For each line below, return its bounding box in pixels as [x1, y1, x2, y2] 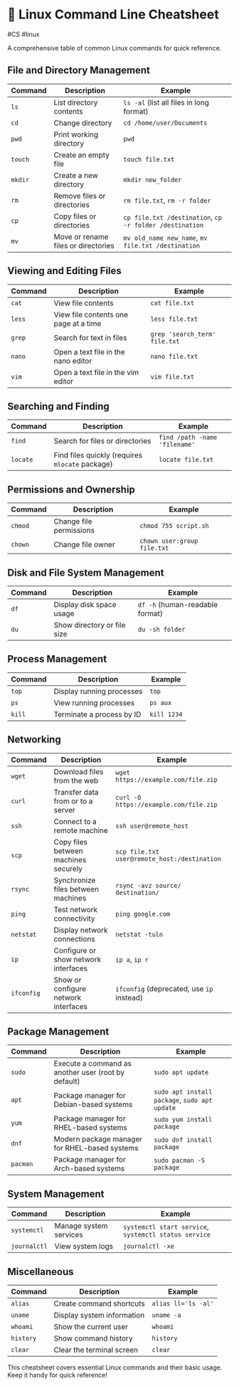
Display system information [53, 1311, 145, 1321]
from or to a [53, 796, 93, 806]
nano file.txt [150, 352, 198, 360]
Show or [53, 975, 82, 985]
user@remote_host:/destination [115, 855, 222, 863]
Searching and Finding [7, 400, 110, 412]
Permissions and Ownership [7, 483, 135, 495]
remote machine [53, 825, 108, 835]
